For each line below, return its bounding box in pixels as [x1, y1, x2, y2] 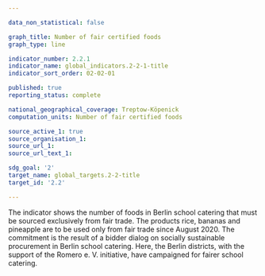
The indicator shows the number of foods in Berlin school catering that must [8, 208, 258, 217]
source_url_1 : [8, 142, 56, 150]
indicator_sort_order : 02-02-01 [8, 69, 115, 78]
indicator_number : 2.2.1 [8, 55, 90, 63]
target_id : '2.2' [8, 178, 66, 187]
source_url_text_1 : [8, 150, 73, 157]
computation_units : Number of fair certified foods [8, 113, 182, 121]
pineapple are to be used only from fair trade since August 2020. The [8, 224, 236, 234]
